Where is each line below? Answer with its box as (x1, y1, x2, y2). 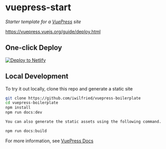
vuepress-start (5, 2, 71, 13)
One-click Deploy (5, 43, 63, 52)
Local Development (5, 72, 69, 81)
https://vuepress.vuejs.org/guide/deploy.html (5, 28, 101, 34)
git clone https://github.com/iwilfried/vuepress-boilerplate (5, 96, 141, 101)
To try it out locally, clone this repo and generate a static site (5, 85, 133, 91)
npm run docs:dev (5, 110, 43, 115)
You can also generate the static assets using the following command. (5, 119, 161, 124)
